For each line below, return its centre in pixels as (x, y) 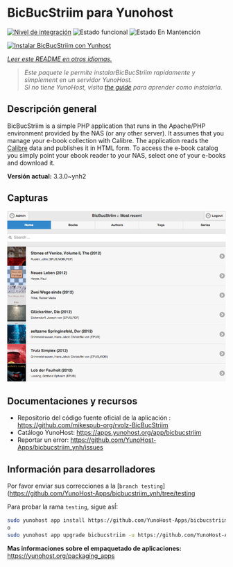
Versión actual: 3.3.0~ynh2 (47, 176)
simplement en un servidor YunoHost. (78, 80)
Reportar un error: (43, 440)
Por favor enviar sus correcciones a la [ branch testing (85, 486)
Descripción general (52, 109)
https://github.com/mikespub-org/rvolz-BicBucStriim (93, 425)
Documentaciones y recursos (72, 401)
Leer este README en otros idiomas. (60, 59)
